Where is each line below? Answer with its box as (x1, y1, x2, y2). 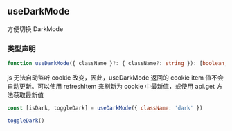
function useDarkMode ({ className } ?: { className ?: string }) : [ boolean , (7, 60, 228, 67)
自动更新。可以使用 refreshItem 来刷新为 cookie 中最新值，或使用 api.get (7, 82, 215, 90)
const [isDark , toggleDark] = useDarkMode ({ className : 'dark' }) (7, 104, 203, 112)
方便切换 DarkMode (7, 24, 64, 33)
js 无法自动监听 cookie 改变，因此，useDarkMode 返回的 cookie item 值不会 (7, 73, 224, 82)
